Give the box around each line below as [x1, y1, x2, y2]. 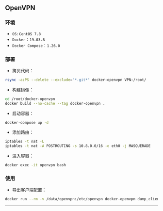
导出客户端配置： [12, 187, 47, 193]
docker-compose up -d [5, 120, 49, 125]
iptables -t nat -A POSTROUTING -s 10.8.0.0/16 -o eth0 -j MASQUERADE [5, 144, 151, 148]
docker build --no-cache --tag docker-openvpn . [5, 101, 105, 106]
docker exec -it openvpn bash [5, 162, 66, 168]
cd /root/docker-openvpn [5, 97, 55, 101]
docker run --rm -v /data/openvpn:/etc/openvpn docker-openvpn [5, 196, 136, 202]
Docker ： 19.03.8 [12, 36, 45, 42]
